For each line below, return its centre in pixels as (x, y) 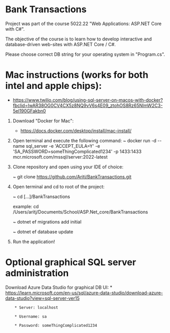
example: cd (26, 206)
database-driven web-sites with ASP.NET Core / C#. (61, 44)
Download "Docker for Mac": (43, 121)
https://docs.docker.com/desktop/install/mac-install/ (76, 130)
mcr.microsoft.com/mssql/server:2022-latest (60, 157)
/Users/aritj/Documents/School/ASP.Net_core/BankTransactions (80, 212)
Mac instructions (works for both (77, 75)
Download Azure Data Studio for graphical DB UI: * (59, 287)
